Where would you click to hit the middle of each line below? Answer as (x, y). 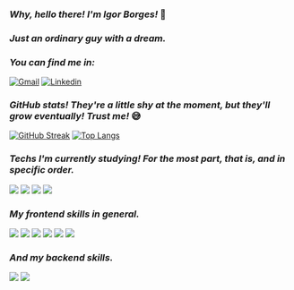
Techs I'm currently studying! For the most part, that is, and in (147, 158)
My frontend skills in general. (74, 214)
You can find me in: (52, 62)
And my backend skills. (61, 257)
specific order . (42, 170)
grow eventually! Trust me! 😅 (75, 116)
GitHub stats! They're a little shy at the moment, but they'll (140, 105)
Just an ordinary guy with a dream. (88, 38)
